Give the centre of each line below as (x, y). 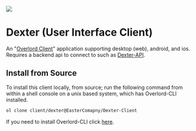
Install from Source (42, 73)
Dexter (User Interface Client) (80, 32)
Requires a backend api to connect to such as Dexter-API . (75, 54)
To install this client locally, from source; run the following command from (94, 87)
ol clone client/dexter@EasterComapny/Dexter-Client (72, 111)
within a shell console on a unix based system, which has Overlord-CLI (92, 94)
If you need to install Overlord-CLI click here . (60, 122)
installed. (17, 99)
